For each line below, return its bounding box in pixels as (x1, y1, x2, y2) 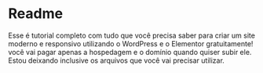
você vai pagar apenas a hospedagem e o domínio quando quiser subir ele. (8, 47, 252, 57)
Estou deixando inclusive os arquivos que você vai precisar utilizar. (8, 56, 225, 65)
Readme (8, 5, 64, 23)
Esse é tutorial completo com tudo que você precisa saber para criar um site (8, 31, 255, 40)
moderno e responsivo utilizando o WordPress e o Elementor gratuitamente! (8, 38, 254, 48)
